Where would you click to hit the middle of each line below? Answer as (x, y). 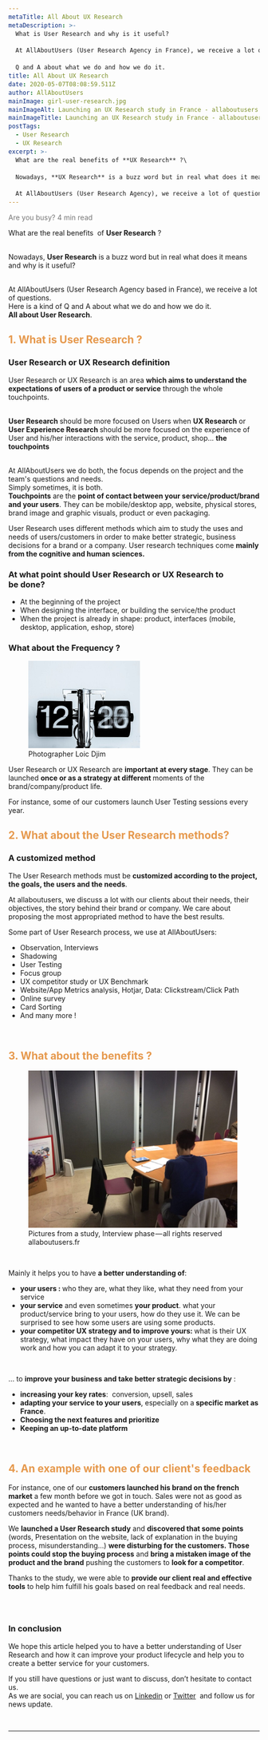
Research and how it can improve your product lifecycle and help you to (126, 1655)
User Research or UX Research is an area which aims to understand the (128, 380)
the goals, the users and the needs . (68, 884)
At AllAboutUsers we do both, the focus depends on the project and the (126, 470)
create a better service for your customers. (79, 1663)
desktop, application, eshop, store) (77, 627)
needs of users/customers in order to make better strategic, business (122, 537)
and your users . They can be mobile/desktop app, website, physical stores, (132, 504)
